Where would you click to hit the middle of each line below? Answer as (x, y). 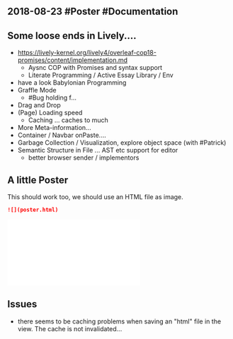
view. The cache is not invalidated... (70, 328)
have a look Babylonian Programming (72, 83)
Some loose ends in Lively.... (72, 36)
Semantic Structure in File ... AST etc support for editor (98, 150)
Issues (22, 304)
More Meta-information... (54, 128)
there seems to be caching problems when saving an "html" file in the (119, 321)
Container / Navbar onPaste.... (62, 135)
